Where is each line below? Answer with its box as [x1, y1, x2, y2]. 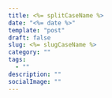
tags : [8, 56, 26, 64]
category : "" [8, 48, 51, 56]
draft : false [8, 33, 51, 42]
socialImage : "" [8, 77, 62, 85]
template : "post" [8, 26, 65, 34]
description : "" [8, 70, 62, 78]
